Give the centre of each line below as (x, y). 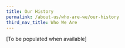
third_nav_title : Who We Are (42, 22)
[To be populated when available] (46, 39)
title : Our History (30, 11)
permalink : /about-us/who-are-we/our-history (62, 17)
